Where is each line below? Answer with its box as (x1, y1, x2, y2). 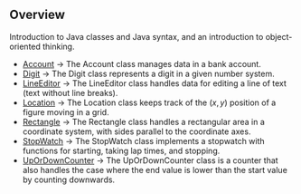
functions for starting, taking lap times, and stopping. (22, 145, 221, 156)
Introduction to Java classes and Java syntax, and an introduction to (9, 31, 264, 42)
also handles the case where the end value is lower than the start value (22, 164, 287, 175)
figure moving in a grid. (22, 106, 110, 117)
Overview (9, 7, 66, 23)
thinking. (42, 41, 75, 52)
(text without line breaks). (22, 87, 118, 98)
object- (265, 31, 293, 42)
